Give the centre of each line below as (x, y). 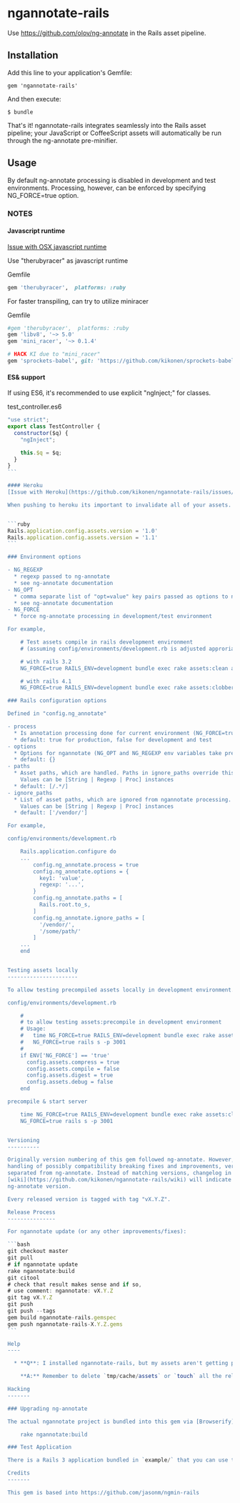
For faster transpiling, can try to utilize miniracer (78, 301)
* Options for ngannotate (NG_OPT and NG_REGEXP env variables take (118, 753)
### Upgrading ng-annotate (47, 1409)
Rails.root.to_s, (65, 905)
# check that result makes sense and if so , (75, 1284)
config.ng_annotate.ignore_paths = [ (89, 918)
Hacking (19, 1389)
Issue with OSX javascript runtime (57, 246)
